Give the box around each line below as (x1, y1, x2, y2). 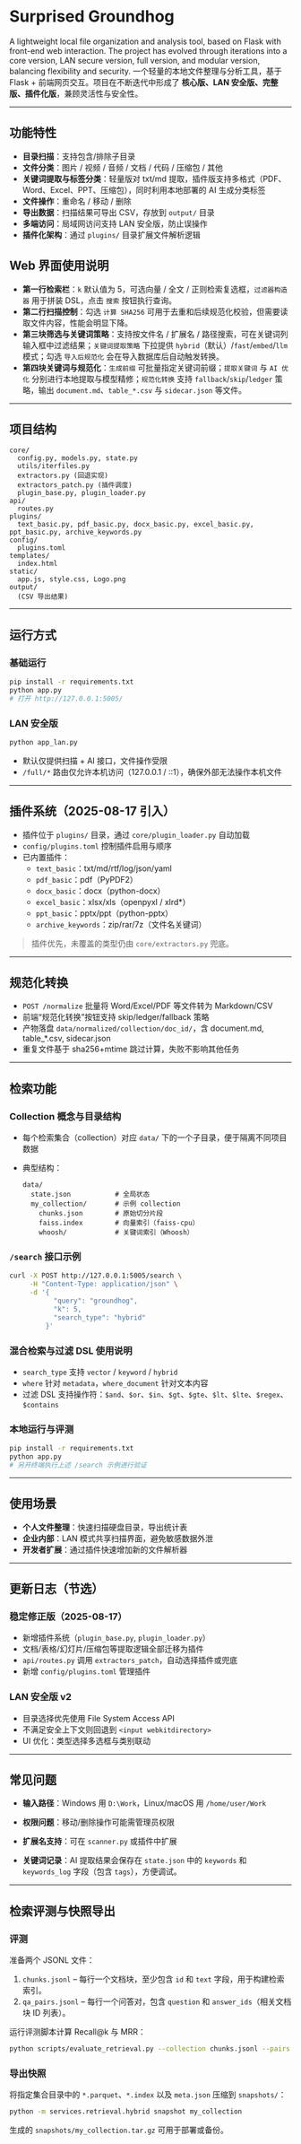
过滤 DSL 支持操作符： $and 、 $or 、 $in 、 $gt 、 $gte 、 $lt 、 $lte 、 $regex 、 (21, 1389, 288, 1399)
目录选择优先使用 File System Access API (21, 1713, 175, 1723)
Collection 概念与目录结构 (9, 1110, 122, 1122)
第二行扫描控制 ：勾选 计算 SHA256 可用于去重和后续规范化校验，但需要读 (21, 306, 288, 317)
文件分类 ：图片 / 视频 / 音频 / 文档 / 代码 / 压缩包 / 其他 (21, 161, 224, 172)
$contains (21, 1400, 60, 1409)
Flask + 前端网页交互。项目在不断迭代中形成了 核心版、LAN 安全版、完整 (9, 76, 279, 87)
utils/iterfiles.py (17, 462, 90, 471)
